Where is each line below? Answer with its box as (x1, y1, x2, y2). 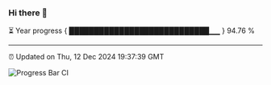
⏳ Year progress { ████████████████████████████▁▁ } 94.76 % (8, 26, 256, 35)
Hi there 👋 (8, 7, 48, 18)
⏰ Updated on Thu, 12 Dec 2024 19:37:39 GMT (8, 52, 165, 62)
